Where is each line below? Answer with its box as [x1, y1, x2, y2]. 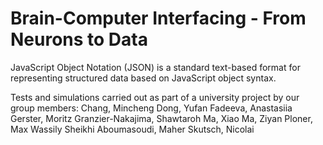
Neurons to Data [10, 28, 148, 51]
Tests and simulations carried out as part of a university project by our [10, 91, 300, 103]
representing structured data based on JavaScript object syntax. [10, 72, 277, 84]
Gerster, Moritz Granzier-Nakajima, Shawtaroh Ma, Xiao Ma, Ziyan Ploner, [10, 112, 313, 124]
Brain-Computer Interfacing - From [10, 7, 307, 30]
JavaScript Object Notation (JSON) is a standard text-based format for [10, 61, 301, 73]
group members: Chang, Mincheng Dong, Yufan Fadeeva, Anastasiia [10, 102, 293, 114]
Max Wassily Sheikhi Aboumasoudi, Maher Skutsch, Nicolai [10, 123, 255, 135]
